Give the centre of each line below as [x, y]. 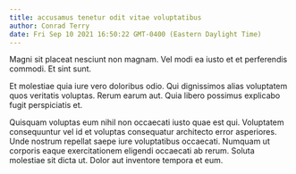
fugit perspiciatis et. [46, 105]
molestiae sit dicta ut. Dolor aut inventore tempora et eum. [116, 161]
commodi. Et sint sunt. [51, 69]
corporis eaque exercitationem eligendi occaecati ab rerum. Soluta [132, 151]
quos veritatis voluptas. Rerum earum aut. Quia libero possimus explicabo [145, 95]
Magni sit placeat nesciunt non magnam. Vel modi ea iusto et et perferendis [148, 60]
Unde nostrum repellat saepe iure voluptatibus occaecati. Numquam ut [140, 141]
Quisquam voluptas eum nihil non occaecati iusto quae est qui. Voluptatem [147, 122]
